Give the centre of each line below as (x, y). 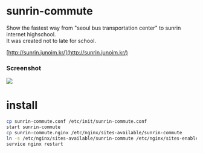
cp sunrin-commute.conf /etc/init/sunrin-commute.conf (77, 122)
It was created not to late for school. (51, 41)
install (22, 106)
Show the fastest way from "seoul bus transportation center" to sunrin (94, 28)
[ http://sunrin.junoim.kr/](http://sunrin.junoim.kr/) (67, 52)
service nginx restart (35, 144)
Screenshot (24, 68)
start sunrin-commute (34, 127)
